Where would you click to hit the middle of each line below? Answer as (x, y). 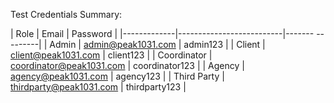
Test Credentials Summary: (66, 14)
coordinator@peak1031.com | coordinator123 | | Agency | (127, 65)
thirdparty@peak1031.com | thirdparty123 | (98, 87)
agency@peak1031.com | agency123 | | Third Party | (117, 76)
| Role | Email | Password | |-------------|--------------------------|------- (162, 33)
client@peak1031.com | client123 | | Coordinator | (111, 55)
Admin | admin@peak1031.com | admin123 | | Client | (157, 44)
